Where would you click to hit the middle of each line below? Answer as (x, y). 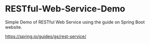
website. (14, 27)
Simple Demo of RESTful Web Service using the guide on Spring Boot (75, 22)
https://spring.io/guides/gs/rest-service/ (46, 36)
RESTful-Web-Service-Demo (65, 9)
